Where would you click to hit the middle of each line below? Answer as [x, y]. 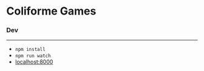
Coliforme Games [51, 11]
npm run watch [33, 56]
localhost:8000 [34, 62]
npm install [30, 50]
